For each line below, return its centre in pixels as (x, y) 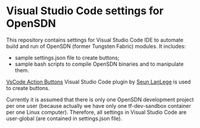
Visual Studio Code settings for (85, 11)
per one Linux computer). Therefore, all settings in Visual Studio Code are (96, 112)
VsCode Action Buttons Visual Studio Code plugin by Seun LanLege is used (99, 82)
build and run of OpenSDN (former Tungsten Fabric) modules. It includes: (96, 46)
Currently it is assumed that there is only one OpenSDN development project (100, 100)
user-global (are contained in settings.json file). (64, 118)
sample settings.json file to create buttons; (67, 57)
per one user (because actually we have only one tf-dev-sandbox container (99, 105)
